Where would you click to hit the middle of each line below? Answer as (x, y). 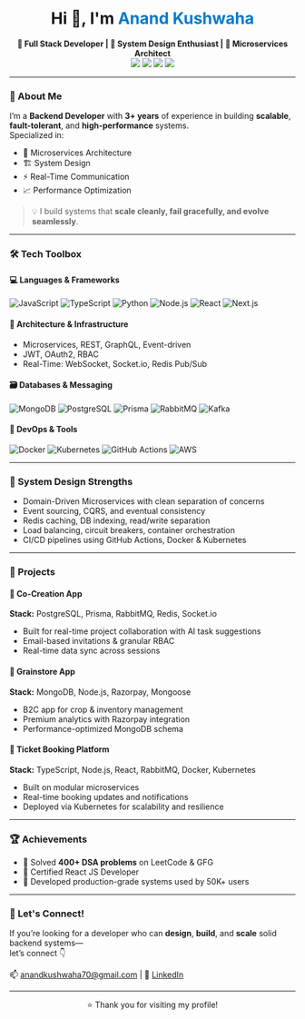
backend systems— (46, 943)
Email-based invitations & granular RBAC (98, 641)
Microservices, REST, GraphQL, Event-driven (107, 344)
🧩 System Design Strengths (71, 481)
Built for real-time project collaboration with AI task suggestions (142, 631)
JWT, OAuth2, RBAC (61, 354)
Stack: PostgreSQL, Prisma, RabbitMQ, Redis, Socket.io (113, 614)
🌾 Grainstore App (42, 671)
